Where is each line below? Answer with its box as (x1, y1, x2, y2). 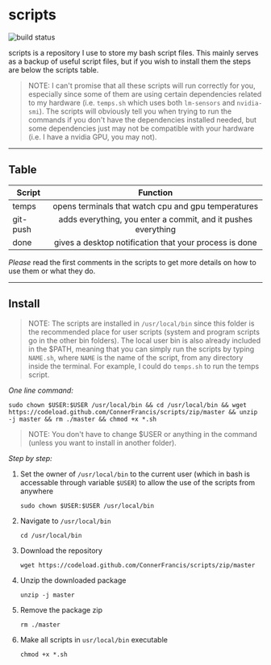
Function (138, 187, 173, 198)
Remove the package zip (19, 605, 103, 614)
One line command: (8, 385, 74, 395)
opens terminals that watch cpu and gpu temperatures (52, 200, 259, 211)
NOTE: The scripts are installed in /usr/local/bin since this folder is (27, 318, 255, 328)
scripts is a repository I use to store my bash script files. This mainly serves (8, 48, 259, 57)
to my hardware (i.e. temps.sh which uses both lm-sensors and (27, 98, 236, 107)
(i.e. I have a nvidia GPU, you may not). (27, 131, 157, 142)
